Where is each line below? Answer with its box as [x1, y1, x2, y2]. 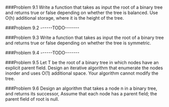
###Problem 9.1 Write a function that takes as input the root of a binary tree [5, 5, 163, 10]
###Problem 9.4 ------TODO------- [5, 50, 80, 56]
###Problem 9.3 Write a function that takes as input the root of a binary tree [5, 35, 164, 40]
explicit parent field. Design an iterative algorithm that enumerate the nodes [5, 65, 163, 71]
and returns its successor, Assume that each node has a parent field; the [5, 91, 157, 96]
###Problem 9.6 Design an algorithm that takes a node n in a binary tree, [5, 85, 157, 91]
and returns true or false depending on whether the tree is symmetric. [5, 40, 151, 46]
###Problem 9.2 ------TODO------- [5, 25, 80, 31]
